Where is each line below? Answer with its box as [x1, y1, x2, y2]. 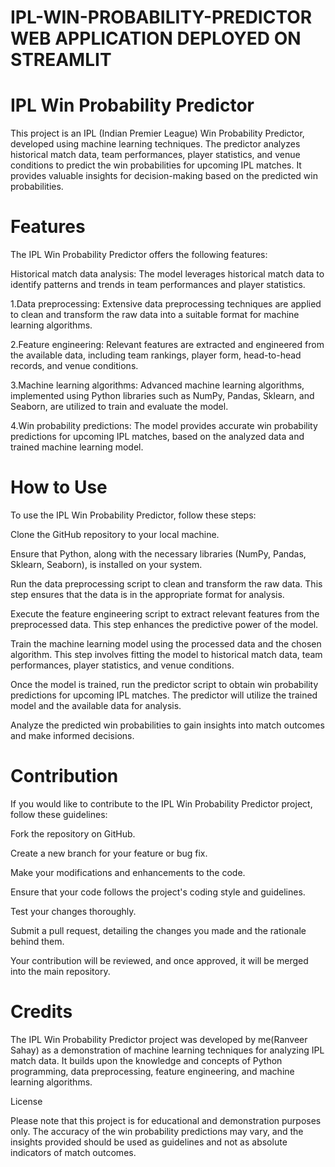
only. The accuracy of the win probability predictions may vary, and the [10, 1125, 304, 1137]
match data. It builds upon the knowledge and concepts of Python [10, 1054, 283, 1066]
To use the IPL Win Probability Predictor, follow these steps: [10, 509, 257, 521]
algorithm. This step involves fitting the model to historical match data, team [10, 649, 323, 660]
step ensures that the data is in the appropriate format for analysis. [10, 589, 285, 600]
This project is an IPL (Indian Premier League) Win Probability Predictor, [10, 127, 305, 140]
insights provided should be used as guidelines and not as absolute [10, 1136, 288, 1148]
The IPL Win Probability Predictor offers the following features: [10, 249, 268, 261]
